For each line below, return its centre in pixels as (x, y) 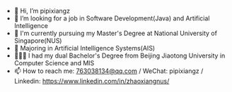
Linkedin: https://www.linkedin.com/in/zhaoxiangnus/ (92, 81)
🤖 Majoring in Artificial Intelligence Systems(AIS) (85, 48)
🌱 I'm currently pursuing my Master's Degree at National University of (116, 33)
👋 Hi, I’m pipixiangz (42, 11)
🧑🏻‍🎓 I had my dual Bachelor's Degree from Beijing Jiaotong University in (120, 55)
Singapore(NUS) (38, 41)
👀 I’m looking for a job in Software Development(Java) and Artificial (112, 18)
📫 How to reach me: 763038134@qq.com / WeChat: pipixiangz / (109, 71)
